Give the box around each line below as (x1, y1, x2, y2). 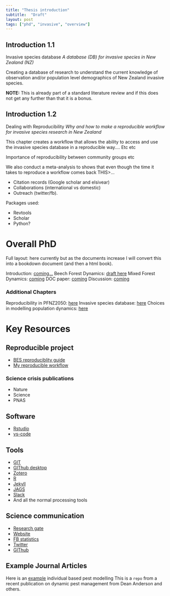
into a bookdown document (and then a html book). (6, 260, 113, 266)
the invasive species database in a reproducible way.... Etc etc (6, 144, 136, 150)
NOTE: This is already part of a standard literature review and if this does (6, 90, 159, 96)
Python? (13, 220, 31, 226)
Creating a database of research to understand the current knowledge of (6, 69, 158, 75)
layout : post (6, 17, 33, 22)
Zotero (13, 470, 27, 476)
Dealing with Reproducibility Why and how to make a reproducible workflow (6, 123, 165, 130)
